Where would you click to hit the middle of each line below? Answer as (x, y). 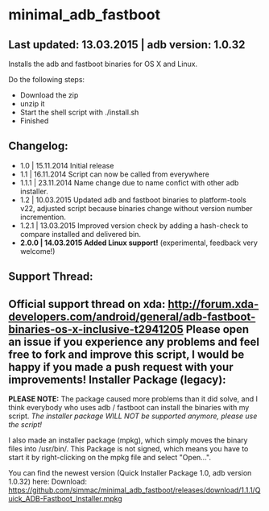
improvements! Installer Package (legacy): (118, 379)
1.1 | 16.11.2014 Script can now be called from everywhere (114, 174)
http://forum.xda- (213, 304)
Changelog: (38, 146)
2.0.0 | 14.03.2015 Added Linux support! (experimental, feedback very (139, 243)
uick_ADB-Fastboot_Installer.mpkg (65, 499)
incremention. (43, 217)
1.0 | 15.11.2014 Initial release (67, 165)
